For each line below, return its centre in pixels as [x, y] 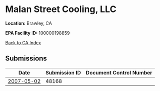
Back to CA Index [23, 42]
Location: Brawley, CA [29, 23]
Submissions [26, 59]
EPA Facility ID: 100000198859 [38, 33]
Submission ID [63, 72]
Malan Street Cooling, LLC [61, 9]
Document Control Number [119, 72]
